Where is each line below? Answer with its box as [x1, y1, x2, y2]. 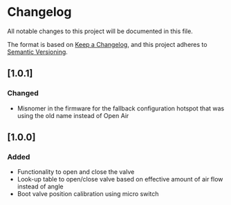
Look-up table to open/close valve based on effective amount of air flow [17, 175, 223, 184]
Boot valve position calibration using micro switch [17, 190, 159, 198]
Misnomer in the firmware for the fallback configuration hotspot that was [17, 104, 225, 113]
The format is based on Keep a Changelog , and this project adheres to [7, 40, 207, 48]
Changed [7, 88, 39, 98]
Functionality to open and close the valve [17, 168, 135, 176]
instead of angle [17, 182, 64, 191]
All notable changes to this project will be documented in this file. [7, 27, 194, 35]
